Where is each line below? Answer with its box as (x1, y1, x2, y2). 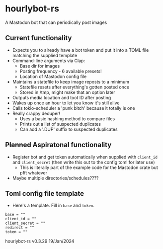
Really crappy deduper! (12, 110, 61, 116)
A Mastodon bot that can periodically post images (5, 19, 107, 25)
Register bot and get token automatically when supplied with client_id (12, 154, 158, 160)
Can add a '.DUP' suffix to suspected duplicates (19, 126, 118, 132)
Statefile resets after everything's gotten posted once (19, 84, 130, 90)
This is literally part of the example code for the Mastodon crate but (19, 165, 158, 170)
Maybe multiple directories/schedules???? (12, 175, 99, 181)
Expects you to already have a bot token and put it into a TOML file (12, 47, 149, 53)
